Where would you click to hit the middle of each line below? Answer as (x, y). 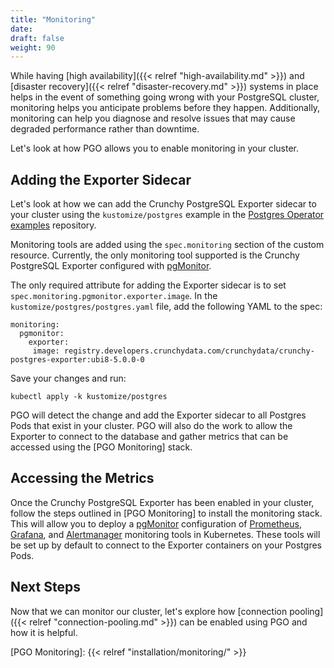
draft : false (37, 38)
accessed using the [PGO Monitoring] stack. (101, 447)
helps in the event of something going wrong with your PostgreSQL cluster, (165, 97)
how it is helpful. (44, 632)
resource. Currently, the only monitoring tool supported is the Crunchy (155, 255)
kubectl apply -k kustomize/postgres (89, 397)
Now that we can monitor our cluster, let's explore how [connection (149, 611)
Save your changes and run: (68, 378)
